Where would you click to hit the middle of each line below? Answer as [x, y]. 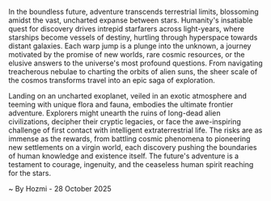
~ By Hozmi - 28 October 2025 [60, 188]
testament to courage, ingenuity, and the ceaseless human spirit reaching [131, 164]
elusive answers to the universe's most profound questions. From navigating [135, 63]
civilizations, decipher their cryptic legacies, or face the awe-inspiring [125, 121]
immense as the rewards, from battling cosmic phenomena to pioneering [129, 139]
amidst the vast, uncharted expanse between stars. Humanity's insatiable [131, 20]
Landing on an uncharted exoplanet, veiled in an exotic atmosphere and [127, 96]
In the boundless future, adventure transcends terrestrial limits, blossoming [133, 12]
